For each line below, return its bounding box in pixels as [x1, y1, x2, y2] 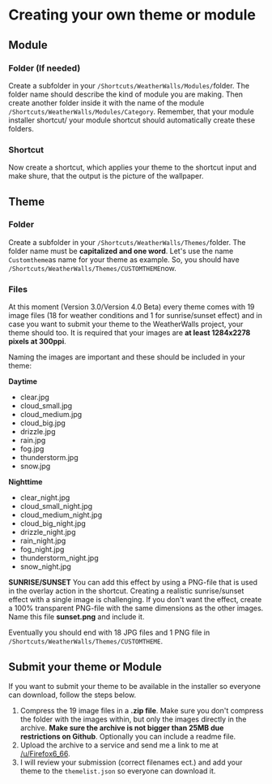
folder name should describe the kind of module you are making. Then [8, 89, 244, 99]
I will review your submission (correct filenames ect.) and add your [19, 757, 243, 767]
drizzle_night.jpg [19, 528, 76, 537]
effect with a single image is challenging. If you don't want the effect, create [8, 595, 262, 605]
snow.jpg [19, 461, 51, 472]
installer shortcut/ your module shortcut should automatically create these [8, 115, 256, 125]
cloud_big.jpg [19, 418, 66, 428]
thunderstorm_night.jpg [19, 554, 99, 563]
